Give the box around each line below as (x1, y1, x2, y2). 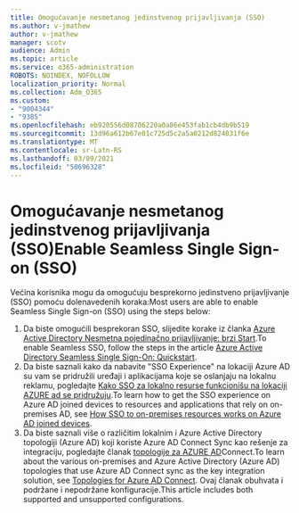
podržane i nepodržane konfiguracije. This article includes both (22, 484, 254, 495)
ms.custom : (10, 95, 51, 105)
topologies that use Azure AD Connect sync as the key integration (22, 466, 265, 476)
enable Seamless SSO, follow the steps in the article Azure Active (22, 343, 263, 353)
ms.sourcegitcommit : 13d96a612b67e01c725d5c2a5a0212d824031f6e (10, 129, 250, 138)
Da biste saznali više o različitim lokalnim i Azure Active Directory (22, 427, 263, 438)
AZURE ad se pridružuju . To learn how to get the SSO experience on (22, 390, 271, 401)
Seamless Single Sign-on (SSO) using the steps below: (10, 306, 211, 317)
